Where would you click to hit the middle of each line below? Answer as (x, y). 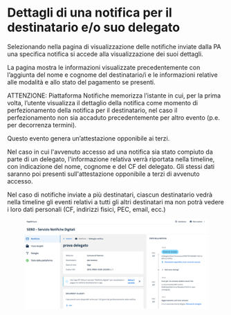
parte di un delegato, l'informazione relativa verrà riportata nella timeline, (111, 159)
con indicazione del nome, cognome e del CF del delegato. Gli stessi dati (111, 166)
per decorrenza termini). (42, 125)
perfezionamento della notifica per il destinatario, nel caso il (92, 110)
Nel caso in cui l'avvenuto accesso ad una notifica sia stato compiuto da (110, 152)
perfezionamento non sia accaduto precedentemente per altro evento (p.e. (113, 117)
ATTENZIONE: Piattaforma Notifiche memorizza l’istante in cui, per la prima (114, 96)
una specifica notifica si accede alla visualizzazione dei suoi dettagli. (105, 54)
